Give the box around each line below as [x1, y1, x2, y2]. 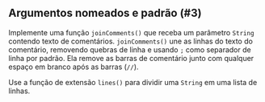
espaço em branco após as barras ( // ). [8, 62, 139, 71]
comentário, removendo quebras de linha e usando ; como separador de [8, 44, 252, 55]
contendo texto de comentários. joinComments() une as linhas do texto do [8, 36, 253, 46]
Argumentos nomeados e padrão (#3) [8, 6, 202, 20]
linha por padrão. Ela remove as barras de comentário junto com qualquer [8, 53, 254, 63]
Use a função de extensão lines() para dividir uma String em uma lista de [8, 77, 258, 87]
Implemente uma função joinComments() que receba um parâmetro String [8, 27, 254, 37]
